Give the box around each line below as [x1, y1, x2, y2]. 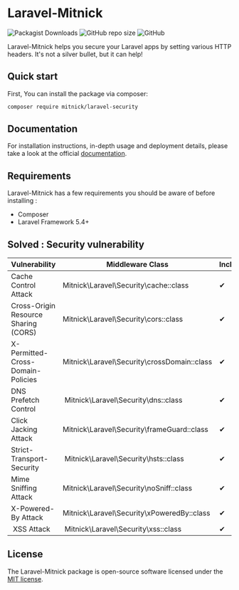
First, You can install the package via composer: [7, 89, 148, 98]
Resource [11, 310, 43, 320]
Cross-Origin [11, 301, 55, 311]
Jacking [11, 425, 38, 435]
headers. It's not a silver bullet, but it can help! [7, 50, 144, 58]
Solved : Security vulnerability [7, 238, 144, 251]
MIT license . [7, 574, 44, 583]
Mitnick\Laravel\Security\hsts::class [64, 454, 185, 464]
